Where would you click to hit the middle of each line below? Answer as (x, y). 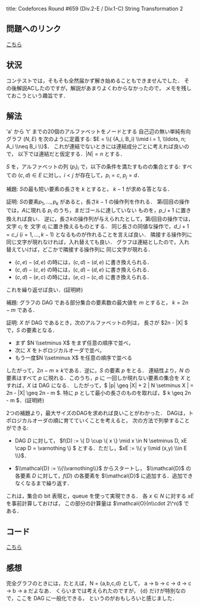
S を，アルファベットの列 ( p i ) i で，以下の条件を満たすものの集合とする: (93, 168)
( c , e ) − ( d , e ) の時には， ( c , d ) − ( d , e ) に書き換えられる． (84, 262)
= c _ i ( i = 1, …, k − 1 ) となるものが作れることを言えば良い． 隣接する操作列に (99, 235)
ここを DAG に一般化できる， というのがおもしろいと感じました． (97, 598)
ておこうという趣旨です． (37, 96)
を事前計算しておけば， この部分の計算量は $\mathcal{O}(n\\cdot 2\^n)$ (94, 504)
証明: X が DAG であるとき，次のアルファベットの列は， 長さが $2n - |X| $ (97, 323)
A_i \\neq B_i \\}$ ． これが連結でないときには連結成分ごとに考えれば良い (95, 146)
